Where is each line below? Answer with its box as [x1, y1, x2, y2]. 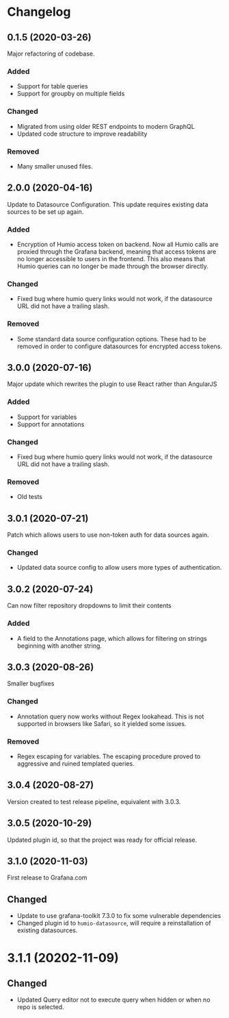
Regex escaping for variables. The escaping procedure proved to [16, 752, 200, 760]
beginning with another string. [16, 642, 103, 650]
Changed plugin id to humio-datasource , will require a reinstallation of [16, 919, 211, 928]
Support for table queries [16, 82, 88, 90]
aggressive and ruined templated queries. [16, 759, 135, 768]
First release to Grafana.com [7, 873, 87, 882]
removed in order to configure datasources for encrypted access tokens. [16, 342, 222, 350]
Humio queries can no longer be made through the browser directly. [16, 262, 208, 270]
